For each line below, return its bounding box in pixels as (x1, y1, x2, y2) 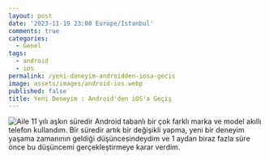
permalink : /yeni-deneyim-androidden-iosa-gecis (8, 72, 176, 80)
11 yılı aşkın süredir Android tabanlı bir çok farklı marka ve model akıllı (31, 116, 262, 126)
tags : (8, 49, 27, 57)
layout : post (8, 11, 53, 20)
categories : (8, 34, 49, 43)
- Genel (15, 42, 42, 50)
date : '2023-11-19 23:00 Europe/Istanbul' (8, 19, 154, 27)
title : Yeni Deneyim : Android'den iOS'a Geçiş (8, 95, 173, 103)
